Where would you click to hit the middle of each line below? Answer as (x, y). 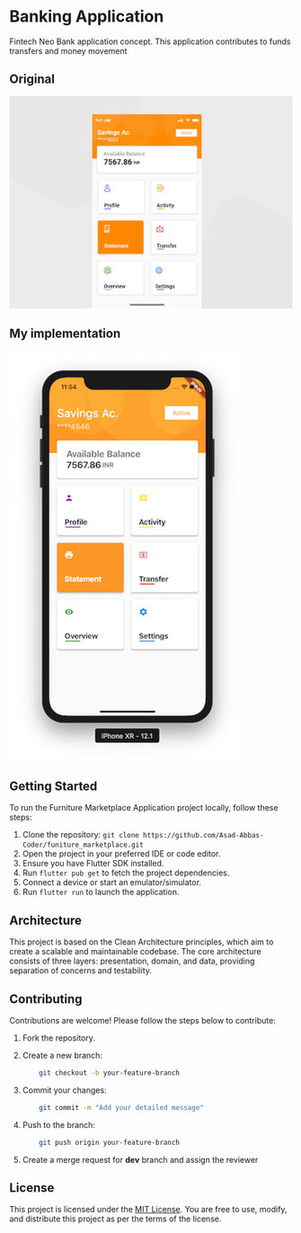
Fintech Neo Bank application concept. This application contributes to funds (150, 41)
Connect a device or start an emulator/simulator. (112, 883)
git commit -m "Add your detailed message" (121, 1107)
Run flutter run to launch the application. (101, 892)
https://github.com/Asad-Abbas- (203, 836)
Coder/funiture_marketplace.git (83, 845)
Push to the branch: (59, 1124)
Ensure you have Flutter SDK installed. (93, 864)
